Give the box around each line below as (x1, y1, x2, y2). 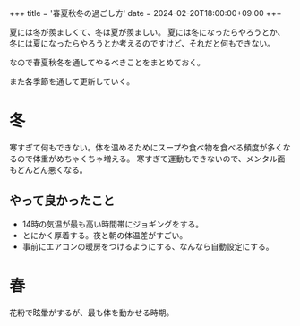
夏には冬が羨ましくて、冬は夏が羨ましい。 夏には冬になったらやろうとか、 (9, 27, 286, 38)
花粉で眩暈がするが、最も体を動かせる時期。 (9, 307, 175, 318)
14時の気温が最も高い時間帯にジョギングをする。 (21, 219, 204, 229)
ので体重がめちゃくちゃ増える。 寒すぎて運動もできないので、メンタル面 (16, 153, 286, 164)
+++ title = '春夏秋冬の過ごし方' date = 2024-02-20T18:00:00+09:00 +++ (9, 8, 282, 18)
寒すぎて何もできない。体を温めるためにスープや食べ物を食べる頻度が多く (9, 142, 284, 152)
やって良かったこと (9, 193, 115, 209)
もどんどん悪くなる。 (9, 164, 88, 175)
